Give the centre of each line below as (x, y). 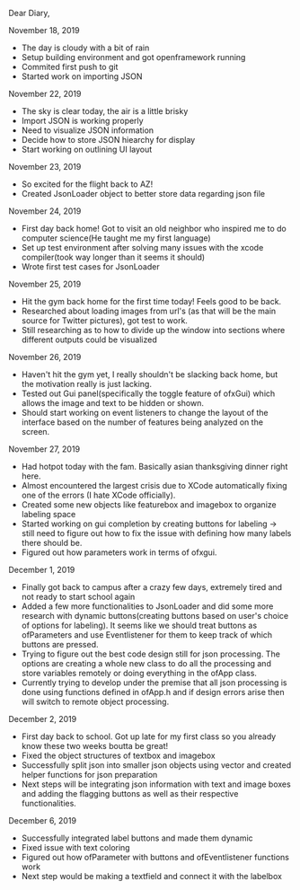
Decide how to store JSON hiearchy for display (108, 140)
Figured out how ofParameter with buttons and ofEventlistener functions (155, 857)
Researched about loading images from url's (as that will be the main (149, 311)
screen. (35, 432)
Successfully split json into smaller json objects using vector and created (156, 765)
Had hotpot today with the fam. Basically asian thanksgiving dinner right (154, 467)
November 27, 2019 (44, 449)
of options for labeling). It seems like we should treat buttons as (139, 625)
